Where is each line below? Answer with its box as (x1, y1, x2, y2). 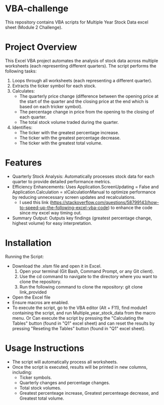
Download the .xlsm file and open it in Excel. (12, 263, 102, 269)
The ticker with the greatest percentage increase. (19, 129, 119, 135)
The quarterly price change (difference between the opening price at (19, 93, 159, 99)
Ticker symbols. (19, 374, 52, 380)
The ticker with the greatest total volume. (19, 140, 103, 146)
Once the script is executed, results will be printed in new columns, (12, 364, 148, 370)
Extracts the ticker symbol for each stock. (12, 83, 96, 89)
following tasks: (5, 68, 37, 74)
